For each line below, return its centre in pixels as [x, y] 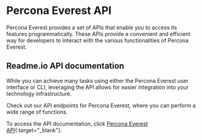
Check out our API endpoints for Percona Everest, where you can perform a [101, 105]
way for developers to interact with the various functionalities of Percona [97, 40]
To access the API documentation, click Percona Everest [77, 124]
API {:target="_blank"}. [34, 130]
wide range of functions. [37, 112]
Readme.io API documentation [65, 66]
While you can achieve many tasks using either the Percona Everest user [97, 80]
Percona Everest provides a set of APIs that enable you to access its [92, 27]
